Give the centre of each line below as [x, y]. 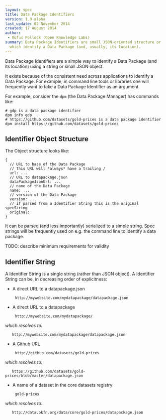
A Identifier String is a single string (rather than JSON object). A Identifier [80, 274]
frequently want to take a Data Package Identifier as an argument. [73, 86]
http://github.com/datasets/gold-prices [57, 353]
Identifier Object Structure [47, 139]
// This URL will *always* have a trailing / [58, 169]
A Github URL [26, 344]
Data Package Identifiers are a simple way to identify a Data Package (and [81, 61]
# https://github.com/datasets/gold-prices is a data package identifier [83, 119]
